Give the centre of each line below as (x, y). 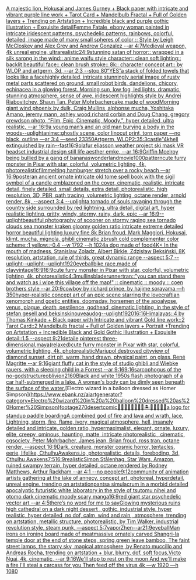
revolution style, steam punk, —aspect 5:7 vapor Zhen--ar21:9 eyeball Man (93, 528)
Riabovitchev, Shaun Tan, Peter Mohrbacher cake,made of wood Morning (93, 102)
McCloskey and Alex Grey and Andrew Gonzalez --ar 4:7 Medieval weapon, (96, 46)
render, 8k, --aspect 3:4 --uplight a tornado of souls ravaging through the (94, 201)
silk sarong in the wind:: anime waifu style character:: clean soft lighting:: (94, 58)
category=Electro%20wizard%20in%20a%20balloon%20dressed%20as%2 (98, 400)
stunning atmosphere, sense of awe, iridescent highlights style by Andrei (94, 95)
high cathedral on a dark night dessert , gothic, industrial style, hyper (89, 509)
